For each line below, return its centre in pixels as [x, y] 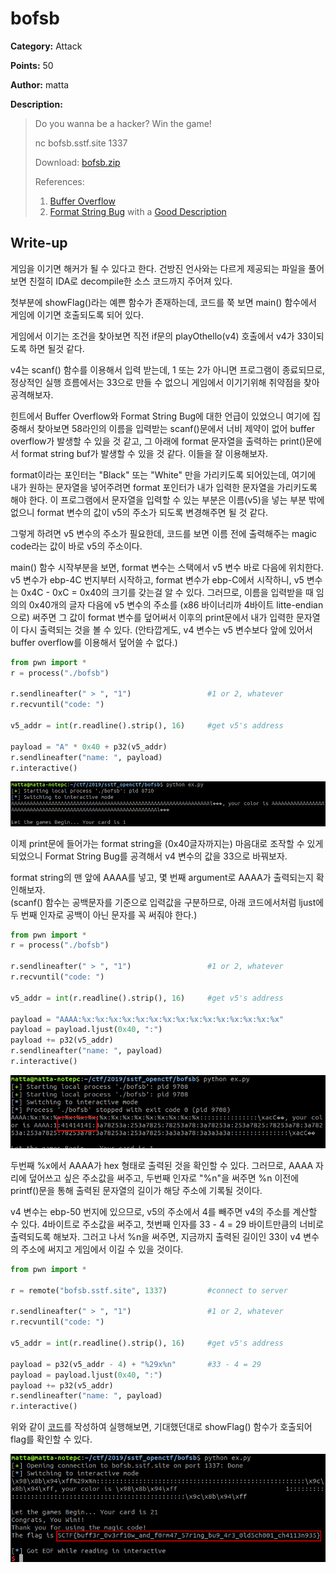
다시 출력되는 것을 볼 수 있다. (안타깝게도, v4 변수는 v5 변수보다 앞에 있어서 [166, 629]
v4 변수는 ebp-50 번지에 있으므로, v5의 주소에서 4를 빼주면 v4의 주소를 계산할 [164, 1211]
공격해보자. [32, 394]
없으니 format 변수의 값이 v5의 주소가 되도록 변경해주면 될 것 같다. [139, 512]
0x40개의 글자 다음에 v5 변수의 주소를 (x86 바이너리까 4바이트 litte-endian [176, 604]
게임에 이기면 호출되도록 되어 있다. [77, 314]
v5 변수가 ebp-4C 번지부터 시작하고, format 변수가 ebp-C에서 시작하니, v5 [157, 579]
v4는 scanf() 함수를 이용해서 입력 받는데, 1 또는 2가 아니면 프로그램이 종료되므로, [168, 369]
